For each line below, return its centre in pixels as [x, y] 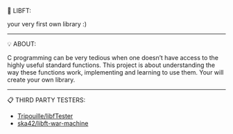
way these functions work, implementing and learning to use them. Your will [115, 72]
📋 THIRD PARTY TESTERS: [46, 100]
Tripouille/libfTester [45, 116]
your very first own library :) [47, 24]
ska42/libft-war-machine [53, 123]
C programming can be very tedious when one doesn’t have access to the [113, 58]
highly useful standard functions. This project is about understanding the [111, 65]
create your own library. [41, 80]
